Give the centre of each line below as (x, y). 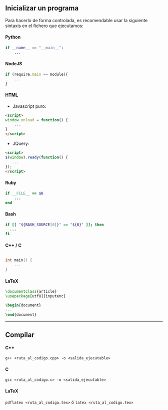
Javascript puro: (29, 106)
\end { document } (21, 315)
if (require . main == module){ (37, 74)
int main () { (19, 260)
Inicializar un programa (42, 8)
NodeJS (14, 64)
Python (13, 37)
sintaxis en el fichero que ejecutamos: (44, 26)
